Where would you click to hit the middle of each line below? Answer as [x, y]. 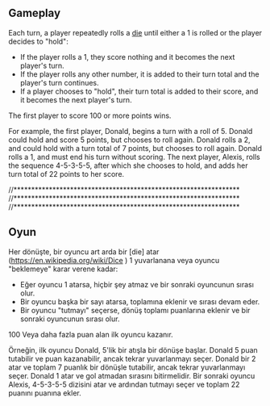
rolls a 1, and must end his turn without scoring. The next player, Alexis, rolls [134, 157]
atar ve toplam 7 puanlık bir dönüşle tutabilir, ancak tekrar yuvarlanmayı [127, 367]
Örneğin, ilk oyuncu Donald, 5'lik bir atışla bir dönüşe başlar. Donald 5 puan [133, 349]
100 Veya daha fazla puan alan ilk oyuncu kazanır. [91, 334]
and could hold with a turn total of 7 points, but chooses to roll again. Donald [135, 148]
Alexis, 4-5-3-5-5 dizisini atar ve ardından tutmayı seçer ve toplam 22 [124, 384]
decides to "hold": [38, 41]
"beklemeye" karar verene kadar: [63, 269]
